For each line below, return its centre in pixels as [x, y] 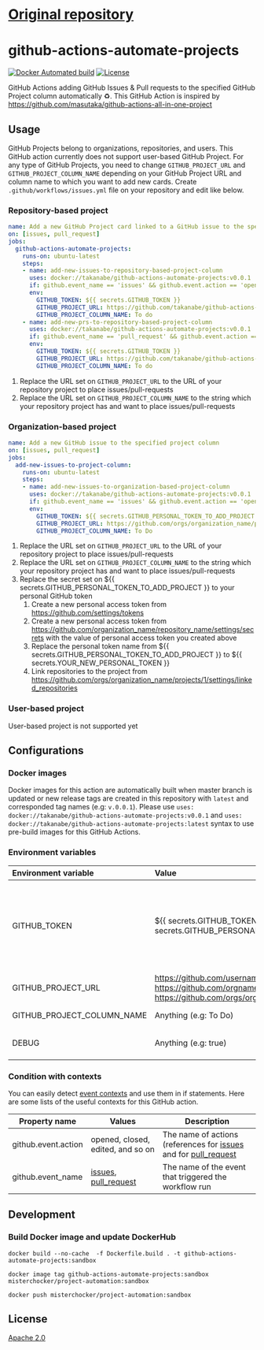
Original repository [71, 15]
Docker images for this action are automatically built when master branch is [130, 790]
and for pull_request [200, 1154]
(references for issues [203, 1144]
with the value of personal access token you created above [141, 638]
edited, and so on [123, 1149]
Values [123, 1121]
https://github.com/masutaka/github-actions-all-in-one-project [110, 105]
